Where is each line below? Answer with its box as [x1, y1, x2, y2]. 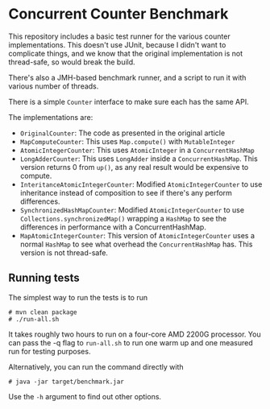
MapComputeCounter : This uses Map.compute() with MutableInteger [19, 136, 235, 146]
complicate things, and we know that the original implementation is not [8, 48, 243, 58]
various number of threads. [8, 81, 99, 91]
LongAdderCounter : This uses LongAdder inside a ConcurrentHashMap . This [19, 154, 258, 163]
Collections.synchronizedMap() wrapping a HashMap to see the [19, 213, 227, 223]
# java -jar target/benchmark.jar [8, 378, 125, 386]
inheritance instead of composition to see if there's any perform [19, 188, 232, 197]
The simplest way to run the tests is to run [8, 292, 147, 302]
